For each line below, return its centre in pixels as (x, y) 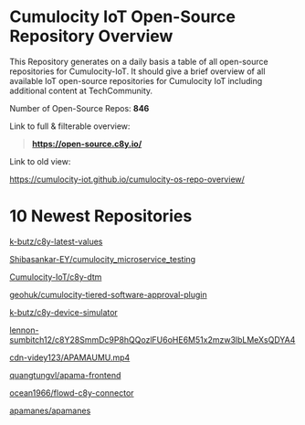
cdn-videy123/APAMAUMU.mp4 (70, 357)
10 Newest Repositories (101, 216)
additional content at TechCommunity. (81, 90)
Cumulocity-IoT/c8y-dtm (56, 277)
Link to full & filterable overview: (70, 126)
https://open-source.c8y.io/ (87, 143)
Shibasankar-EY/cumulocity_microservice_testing (103, 259)
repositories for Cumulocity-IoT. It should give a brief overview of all (137, 71)
